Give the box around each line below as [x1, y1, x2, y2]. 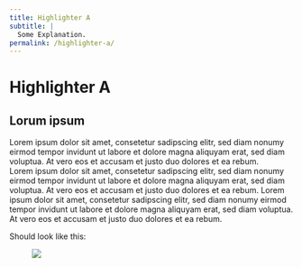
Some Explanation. [17, 30, 87, 39]
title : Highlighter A [9, 13, 91, 23]
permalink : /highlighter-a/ [9, 38, 115, 48]
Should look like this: [9, 231, 87, 242]
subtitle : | [9, 22, 54, 31]
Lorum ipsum [9, 113, 86, 128]
